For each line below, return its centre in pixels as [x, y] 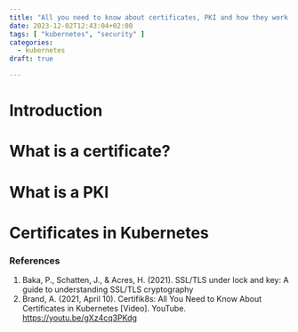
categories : [31, 42]
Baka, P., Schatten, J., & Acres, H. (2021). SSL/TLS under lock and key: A [155, 280]
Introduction [56, 111]
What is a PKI [59, 192]
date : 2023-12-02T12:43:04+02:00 [71, 26]
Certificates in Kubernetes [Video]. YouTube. [104, 309]
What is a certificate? [90, 151]
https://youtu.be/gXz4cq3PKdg [80, 318]
